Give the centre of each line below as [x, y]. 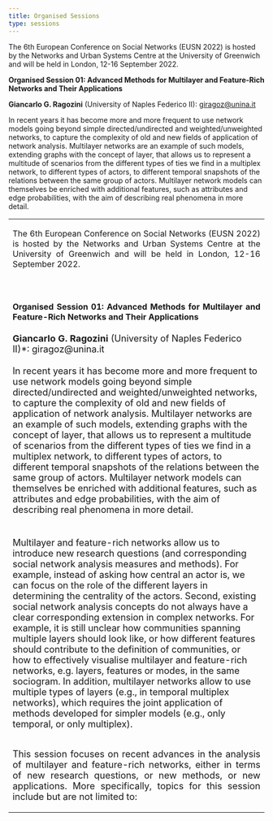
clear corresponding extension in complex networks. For [134, 617]
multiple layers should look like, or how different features [134, 639]
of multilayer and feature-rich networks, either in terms [136, 765]
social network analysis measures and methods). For [126, 564]
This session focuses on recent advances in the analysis [136, 754]
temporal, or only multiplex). [73, 724]
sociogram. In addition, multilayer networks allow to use [132, 681]
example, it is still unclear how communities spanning [127, 628]
